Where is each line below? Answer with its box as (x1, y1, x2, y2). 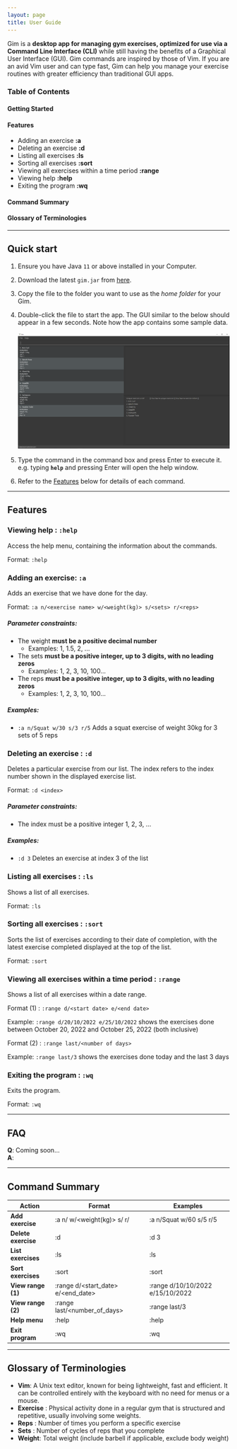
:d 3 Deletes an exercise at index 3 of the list (17, 854, 149, 863)
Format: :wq (7, 1100, 41, 1109)
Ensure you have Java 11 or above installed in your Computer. (17, 262, 197, 270)
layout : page (7, 11, 46, 18)
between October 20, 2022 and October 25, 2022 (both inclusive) (7, 1025, 199, 1033)
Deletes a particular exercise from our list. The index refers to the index (7, 764, 214, 773)
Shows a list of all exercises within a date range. (7, 990, 147, 999)
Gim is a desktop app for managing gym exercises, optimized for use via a (7, 39, 228, 47)
